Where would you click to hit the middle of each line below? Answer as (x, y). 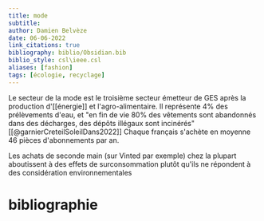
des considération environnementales (70, 172)
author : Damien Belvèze (48, 30)
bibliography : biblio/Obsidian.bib (67, 53)
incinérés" (178, 123)
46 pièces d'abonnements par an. (64, 140)
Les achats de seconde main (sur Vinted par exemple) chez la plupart (122, 156)
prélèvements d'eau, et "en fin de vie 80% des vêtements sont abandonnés (132, 114)
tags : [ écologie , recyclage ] (57, 75)
